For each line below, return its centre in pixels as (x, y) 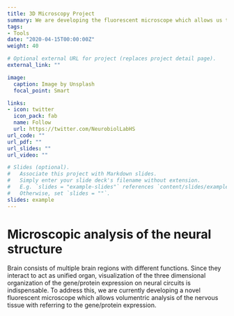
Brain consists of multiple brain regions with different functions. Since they (114, 268)
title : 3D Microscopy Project (51, 14)
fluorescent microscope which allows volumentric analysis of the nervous (113, 298)
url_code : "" (26, 135)
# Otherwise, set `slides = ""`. (59, 193)
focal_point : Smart (42, 90)
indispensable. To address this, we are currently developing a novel (104, 290)
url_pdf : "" (24, 142)
